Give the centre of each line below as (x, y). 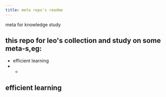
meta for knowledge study (33, 25)
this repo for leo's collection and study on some (83, 41)
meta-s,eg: (24, 49)
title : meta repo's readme (34, 10)
